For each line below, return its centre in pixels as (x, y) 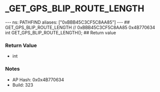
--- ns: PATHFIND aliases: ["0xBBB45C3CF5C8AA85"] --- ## (67, 22)
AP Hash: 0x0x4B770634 (38, 80)
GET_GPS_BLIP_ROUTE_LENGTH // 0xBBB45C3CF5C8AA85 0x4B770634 (80, 27)
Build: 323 (23, 85)
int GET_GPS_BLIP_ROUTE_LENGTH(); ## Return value (60, 32)
